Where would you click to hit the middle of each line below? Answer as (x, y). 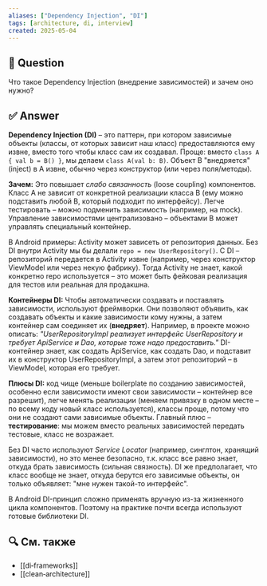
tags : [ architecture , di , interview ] (71, 23)
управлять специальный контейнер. (70, 227)
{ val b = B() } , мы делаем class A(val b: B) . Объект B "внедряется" (130, 160)
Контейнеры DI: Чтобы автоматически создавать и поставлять (116, 300)
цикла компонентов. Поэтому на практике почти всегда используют (125, 507)
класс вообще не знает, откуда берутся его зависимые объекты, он (124, 475)
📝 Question (36, 63)
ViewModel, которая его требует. (64, 368)
